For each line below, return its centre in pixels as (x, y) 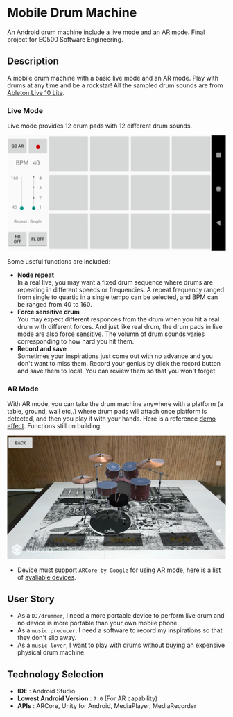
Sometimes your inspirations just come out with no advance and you (115, 356)
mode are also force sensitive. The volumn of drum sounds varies (111, 334)
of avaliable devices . (46, 577)
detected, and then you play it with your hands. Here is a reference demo (112, 419)
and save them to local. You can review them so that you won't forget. (117, 371)
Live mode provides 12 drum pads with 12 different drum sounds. (100, 126)
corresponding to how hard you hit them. (76, 341)
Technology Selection (55, 674)
